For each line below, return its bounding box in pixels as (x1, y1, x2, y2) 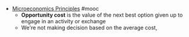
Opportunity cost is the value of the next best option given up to (21, 11, 183, 18)
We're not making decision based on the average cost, (21, 24, 157, 31)
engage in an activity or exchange (21, 18, 106, 24)
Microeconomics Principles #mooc (12, 5, 99, 12)
